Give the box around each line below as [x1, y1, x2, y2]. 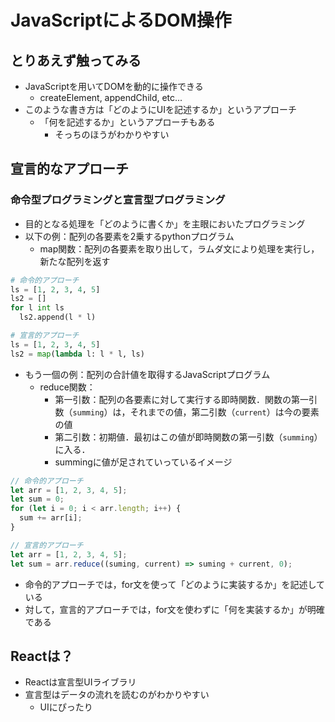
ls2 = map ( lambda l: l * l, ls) [10, 349, 145, 359]
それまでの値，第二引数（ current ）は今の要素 [129, 406, 320, 418]
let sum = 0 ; [10, 494, 65, 505]
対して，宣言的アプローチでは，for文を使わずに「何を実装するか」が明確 [24, 603, 325, 615]
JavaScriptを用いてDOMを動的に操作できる [24, 81, 204, 92]
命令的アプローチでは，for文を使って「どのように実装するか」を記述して [24, 578, 326, 590]
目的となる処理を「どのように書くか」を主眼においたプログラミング [24, 217, 306, 230]
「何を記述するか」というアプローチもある [39, 116, 216, 128]
